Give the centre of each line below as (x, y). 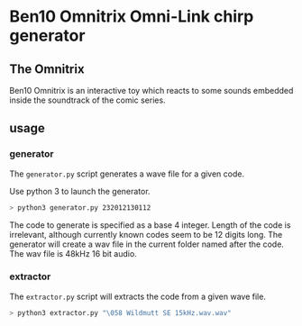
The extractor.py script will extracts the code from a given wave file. (137, 296)
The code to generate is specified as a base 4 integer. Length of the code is (150, 225)
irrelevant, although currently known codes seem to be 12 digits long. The (146, 234)
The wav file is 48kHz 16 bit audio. (73, 253)
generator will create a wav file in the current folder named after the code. (146, 244)
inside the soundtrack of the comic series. (87, 100)
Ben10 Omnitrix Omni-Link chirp (132, 17)
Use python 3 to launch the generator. (80, 191)
